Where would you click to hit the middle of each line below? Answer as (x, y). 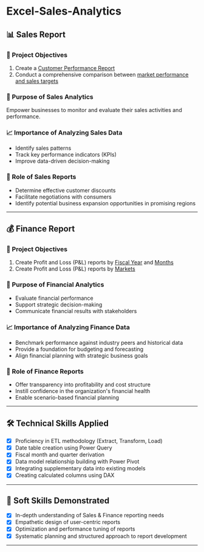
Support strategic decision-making (59, 304)
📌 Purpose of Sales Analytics (50, 97)
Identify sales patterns (43, 148)
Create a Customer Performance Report (65, 68)
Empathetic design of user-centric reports (68, 522)
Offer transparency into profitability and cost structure (83, 384)
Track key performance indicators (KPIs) (66, 155)
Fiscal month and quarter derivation (60, 455)
